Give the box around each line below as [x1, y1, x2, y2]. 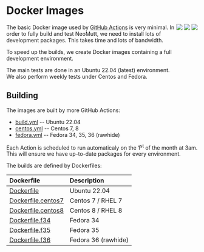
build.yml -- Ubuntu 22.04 [15, 118, 81, 125]
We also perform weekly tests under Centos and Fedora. [6, 73, 148, 80]
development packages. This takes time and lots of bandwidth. [6, 36, 164, 44]
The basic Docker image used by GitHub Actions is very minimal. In [6, 24, 175, 31]
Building [6, 90, 38, 101]
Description [69, 176, 104, 185]
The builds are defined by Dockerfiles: [6, 162, 102, 170]
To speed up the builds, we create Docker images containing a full [6, 48, 172, 55]
